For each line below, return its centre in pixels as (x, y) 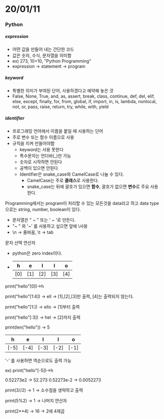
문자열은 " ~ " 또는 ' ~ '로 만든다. (44, 220)
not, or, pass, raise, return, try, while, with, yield (60, 107)
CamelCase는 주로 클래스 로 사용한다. (63, 181)
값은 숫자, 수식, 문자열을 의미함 (42, 56)
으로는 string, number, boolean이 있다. (43, 209)
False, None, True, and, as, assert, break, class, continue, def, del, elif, (83, 96)
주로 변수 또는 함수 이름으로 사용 (43, 137)
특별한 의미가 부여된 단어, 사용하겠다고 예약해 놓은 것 (63, 91)
